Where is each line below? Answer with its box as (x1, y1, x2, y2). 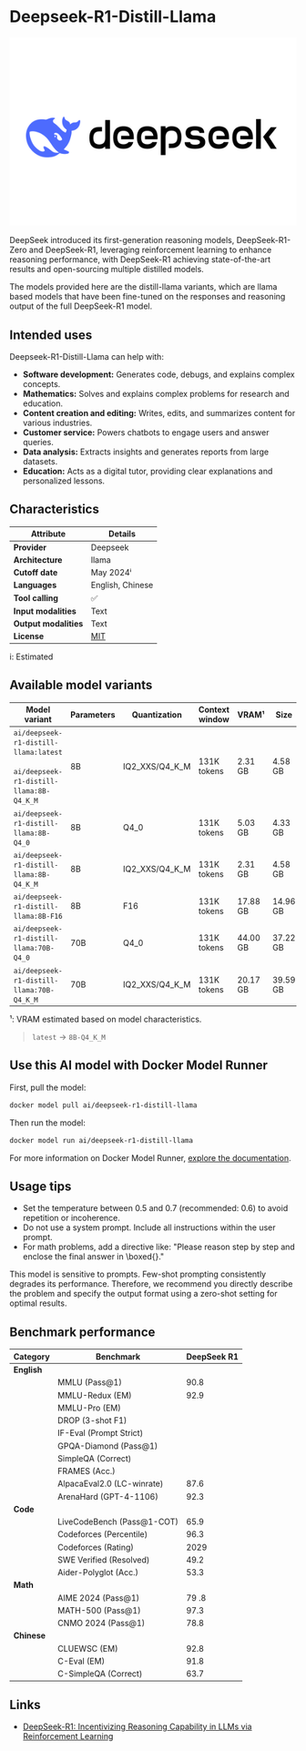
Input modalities (13, 606, 77, 616)
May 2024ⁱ (90, 567, 132, 577)
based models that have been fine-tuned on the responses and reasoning (9, 291, 286, 302)
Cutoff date (13, 567, 58, 577)
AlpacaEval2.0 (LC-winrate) (57, 1478, 164, 1490)
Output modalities (13, 618, 84, 629)
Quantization (131, 708, 182, 720)
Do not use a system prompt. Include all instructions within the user (22, 1222, 276, 1233)
